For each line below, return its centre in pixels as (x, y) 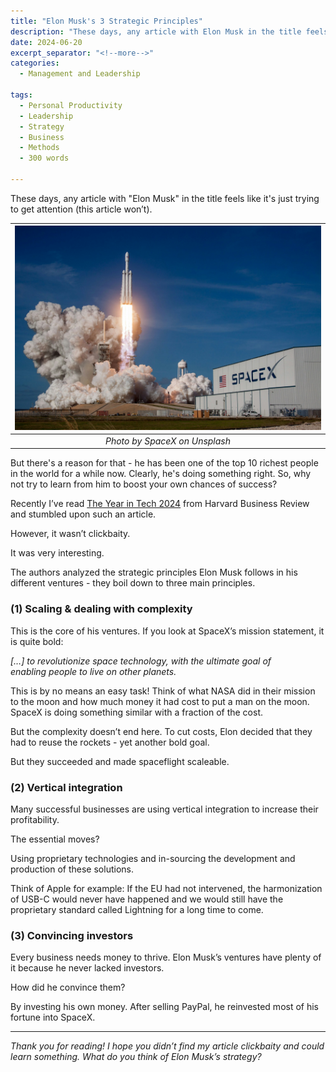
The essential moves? (55, 839)
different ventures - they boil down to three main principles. (133, 583)
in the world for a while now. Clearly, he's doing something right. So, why (161, 474)
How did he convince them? (68, 987)
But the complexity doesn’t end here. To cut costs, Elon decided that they (161, 731)
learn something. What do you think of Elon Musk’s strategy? (136, 1057)
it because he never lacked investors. (87, 968)
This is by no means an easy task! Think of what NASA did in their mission (163, 691)
